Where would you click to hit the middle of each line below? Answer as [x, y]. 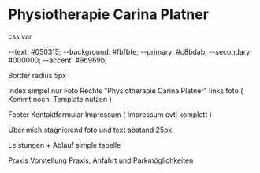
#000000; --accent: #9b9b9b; [58, 60]
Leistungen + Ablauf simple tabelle [65, 145]
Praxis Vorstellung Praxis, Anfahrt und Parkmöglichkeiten [101, 160]
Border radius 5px [37, 75]
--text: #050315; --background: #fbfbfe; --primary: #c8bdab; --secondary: [130, 51]
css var [20, 36]
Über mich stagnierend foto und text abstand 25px [90, 130]
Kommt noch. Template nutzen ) [60, 99]
